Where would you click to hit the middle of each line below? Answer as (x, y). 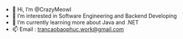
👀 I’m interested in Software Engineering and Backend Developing (95, 16)
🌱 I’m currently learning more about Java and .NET (75, 22)
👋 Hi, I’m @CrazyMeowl (42, 9)
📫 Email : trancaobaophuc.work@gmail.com (68, 29)
